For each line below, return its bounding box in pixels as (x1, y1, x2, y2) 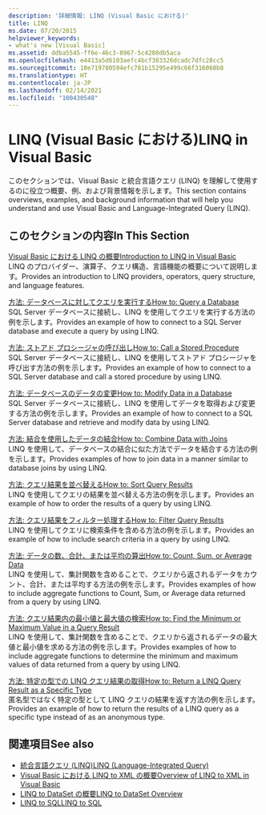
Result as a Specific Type (8, 685, 92, 695)
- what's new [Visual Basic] (8, 42, 106, 50)
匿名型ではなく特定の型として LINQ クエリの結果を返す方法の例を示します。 (8, 695, 260, 704)
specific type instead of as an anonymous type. (8, 712, 166, 722)
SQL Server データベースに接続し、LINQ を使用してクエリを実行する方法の (8, 307, 256, 317)
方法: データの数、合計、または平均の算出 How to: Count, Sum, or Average (8, 551, 252, 560)
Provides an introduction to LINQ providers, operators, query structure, (21, 272, 256, 281)
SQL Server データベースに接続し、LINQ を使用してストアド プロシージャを (8, 353, 257, 362)
